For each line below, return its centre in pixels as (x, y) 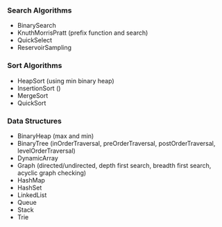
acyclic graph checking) (52, 173)
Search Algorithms (40, 10)
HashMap (31, 180)
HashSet (29, 187)
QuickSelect (35, 40)
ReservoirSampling (44, 48)
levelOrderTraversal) (46, 151)
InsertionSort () (39, 88)
